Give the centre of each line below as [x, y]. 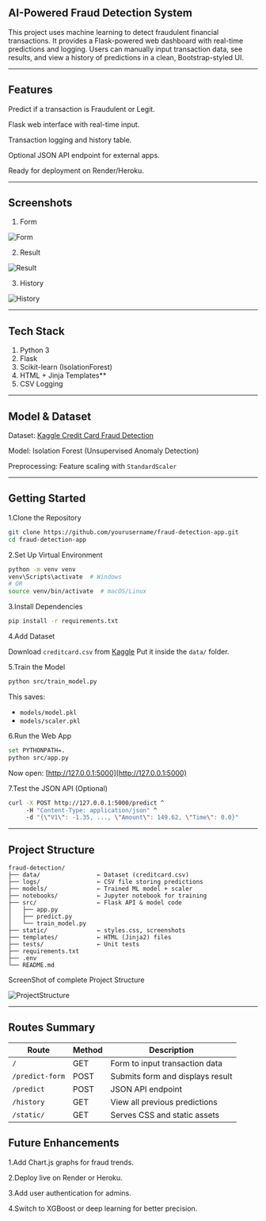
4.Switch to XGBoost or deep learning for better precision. [103, 1208]
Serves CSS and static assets [165, 1115]
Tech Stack [36, 331]
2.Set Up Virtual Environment [55, 555]
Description [171, 1050]
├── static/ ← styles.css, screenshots [97, 931]
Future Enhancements [64, 1143]
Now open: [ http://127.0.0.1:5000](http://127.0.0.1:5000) [98, 773]
